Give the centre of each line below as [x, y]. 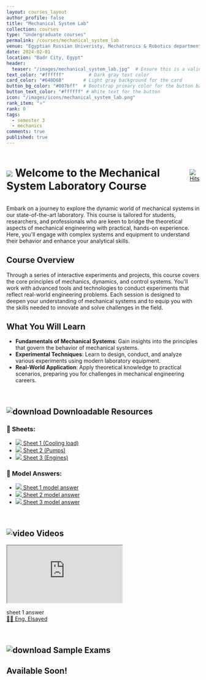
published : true [27, 138]
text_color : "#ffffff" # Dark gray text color [78, 75]
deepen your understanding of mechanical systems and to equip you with [99, 301]
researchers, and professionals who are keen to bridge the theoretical [94, 221]
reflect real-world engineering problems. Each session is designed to [93, 294]
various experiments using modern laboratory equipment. [88, 361]
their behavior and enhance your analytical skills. [68, 241]
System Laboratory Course [77, 186]
